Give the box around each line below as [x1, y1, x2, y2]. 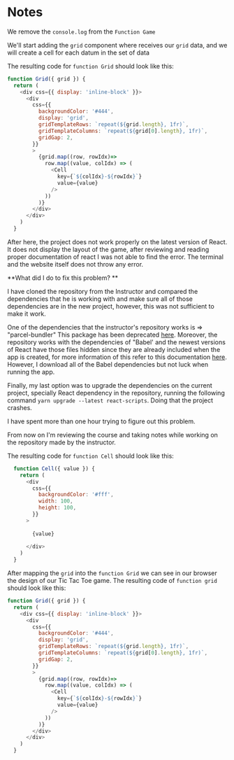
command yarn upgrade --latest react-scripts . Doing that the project [7, 396, 214, 404]
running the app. [7, 367, 55, 376]
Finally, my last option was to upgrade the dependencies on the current [7, 381, 213, 389]
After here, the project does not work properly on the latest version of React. [7, 237, 228, 246]
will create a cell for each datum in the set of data [7, 48, 150, 57]
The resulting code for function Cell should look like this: [7, 451, 175, 460]
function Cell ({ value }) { [13, 465, 96, 472]
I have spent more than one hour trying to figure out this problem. [7, 417, 196, 425]
